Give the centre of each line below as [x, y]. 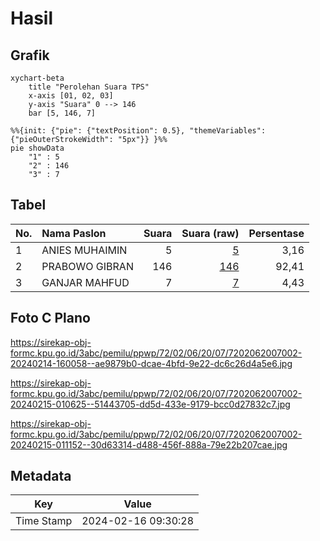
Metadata [41, 476]
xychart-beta [37, 78]
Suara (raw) [210, 233]
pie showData [37, 148]
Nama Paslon [74, 233]
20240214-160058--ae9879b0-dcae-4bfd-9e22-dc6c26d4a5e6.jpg [151, 363]
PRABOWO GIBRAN [87, 266]
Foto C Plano [50, 318]
